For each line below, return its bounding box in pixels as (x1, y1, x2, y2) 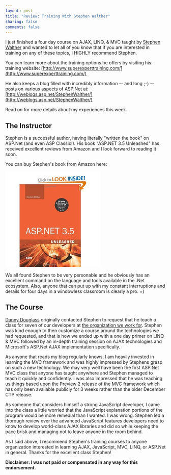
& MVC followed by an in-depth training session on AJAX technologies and (5, 338, 162, 344)
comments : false (5, 24, 40, 30)
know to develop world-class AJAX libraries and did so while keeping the (5, 423, 159, 429)
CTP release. (5, 391, 33, 397)
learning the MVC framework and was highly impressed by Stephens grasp (5, 359, 163, 365)
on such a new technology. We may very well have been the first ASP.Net (5, 364, 159, 370)
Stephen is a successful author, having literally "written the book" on (5, 135, 149, 141)
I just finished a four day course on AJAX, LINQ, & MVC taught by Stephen (5, 39, 161, 45)
